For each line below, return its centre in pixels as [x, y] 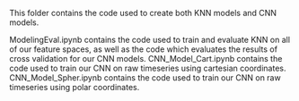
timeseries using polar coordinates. [75, 87]
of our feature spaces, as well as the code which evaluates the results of [144, 49]
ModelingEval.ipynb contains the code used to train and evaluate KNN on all [149, 40]
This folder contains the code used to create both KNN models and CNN [143, 13]
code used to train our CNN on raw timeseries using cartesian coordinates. [148, 68]
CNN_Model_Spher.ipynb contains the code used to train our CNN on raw [145, 78]
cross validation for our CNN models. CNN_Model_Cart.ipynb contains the [146, 59]
